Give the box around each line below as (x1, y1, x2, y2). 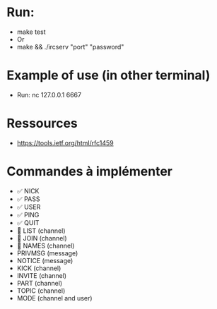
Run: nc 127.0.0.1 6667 (16, 90, 82, 99)
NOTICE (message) (16, 256, 74, 265)
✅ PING (16, 210, 40, 219)
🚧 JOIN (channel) (16, 234, 68, 242)
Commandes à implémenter (6, 164, 172, 179)
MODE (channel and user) (16, 293, 93, 302)
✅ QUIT (16, 218, 40, 226)
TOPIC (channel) (16, 286, 66, 295)
